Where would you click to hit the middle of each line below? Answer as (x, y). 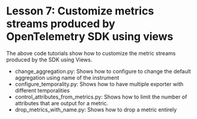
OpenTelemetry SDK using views (90, 37)
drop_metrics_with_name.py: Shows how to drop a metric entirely (96, 109)
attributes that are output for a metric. (62, 103)
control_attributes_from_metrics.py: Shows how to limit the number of (101, 97)
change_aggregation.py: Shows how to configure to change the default (103, 71)
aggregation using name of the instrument (67, 78)
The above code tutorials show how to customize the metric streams (91, 53)
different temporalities (42, 90)
